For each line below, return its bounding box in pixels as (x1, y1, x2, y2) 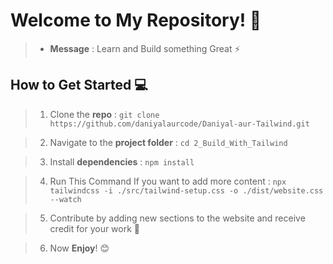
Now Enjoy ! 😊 (49, 242, 110, 254)
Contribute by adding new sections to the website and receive (49, 212, 306, 224)
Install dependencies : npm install (49, 155, 195, 168)
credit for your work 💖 (49, 222, 141, 234)
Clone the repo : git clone (49, 108, 160, 120)
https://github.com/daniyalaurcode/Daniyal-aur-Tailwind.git (49, 119, 310, 129)
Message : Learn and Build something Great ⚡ (49, 42, 241, 54)
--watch (49, 194, 82, 204)
